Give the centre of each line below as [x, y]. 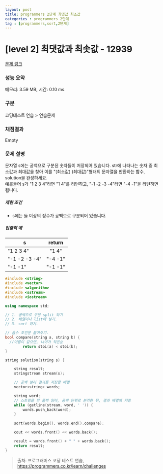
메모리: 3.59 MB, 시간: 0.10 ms [35, 90]
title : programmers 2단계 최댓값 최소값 [43, 14]
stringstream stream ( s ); [39, 373]
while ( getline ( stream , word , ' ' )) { [54, 405]
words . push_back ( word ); [47, 409]
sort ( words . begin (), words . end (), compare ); [59, 423]
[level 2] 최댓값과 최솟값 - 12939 [69, 49]
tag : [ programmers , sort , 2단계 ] [37, 23]
